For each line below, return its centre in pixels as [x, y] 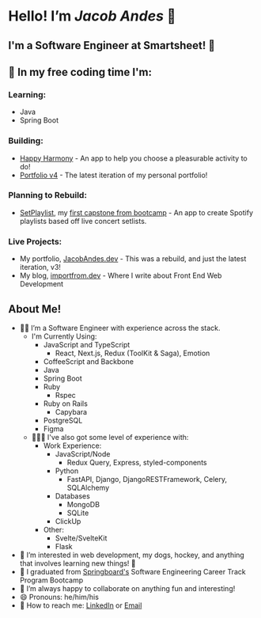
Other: [54, 529]
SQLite [78, 513]
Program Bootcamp [51, 580]
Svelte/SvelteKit [81, 538]
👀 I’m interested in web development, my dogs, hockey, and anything [132, 555]
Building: [26, 141]
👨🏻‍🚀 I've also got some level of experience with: [110, 437]
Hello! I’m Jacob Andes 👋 [92, 16]
